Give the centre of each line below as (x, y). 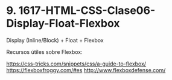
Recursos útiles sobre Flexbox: (44, 52)
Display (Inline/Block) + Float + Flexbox (55, 40)
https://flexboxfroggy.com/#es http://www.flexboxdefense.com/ (86, 70)
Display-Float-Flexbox (63, 23)
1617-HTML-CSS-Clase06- (87, 11)
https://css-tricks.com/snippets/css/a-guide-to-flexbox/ (76, 64)
